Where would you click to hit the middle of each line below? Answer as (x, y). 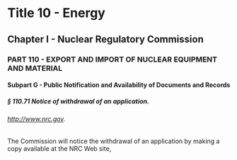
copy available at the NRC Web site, (59, 148)
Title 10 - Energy (57, 13)
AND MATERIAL (35, 68)
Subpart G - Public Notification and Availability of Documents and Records (119, 85)
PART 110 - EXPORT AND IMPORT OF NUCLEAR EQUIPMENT (112, 59)
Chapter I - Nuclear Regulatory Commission (105, 39)
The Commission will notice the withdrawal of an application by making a (114, 141)
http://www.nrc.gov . (36, 119)
